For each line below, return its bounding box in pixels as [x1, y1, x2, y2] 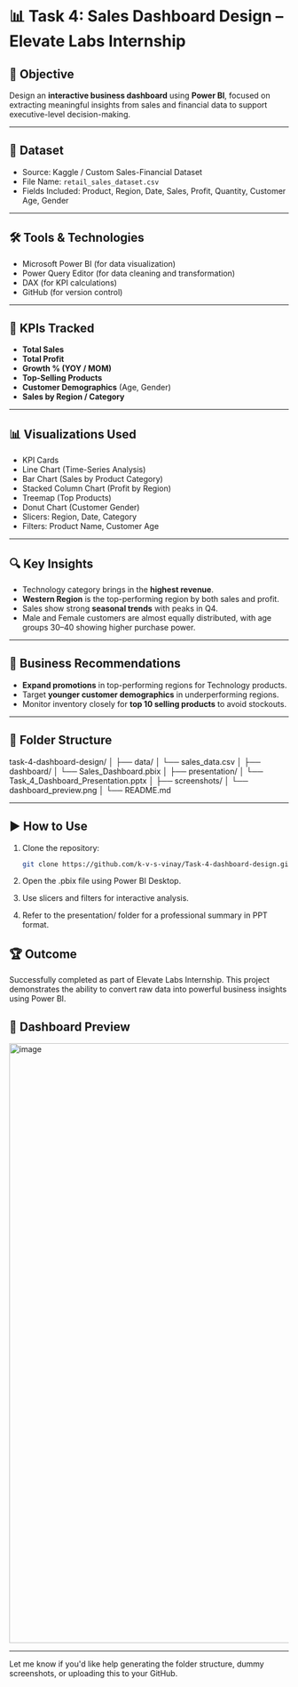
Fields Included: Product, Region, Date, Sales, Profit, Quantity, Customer [21, 185, 286, 196]
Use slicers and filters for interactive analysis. [21, 893, 189, 904]
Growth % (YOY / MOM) [21, 363, 113, 374]
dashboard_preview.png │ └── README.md [9, 784, 171, 795]
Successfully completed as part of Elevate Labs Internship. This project [9, 975, 271, 985]
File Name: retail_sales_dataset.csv [21, 176, 160, 187]
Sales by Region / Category [21, 391, 125, 402]
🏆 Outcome [9, 946, 77, 961]
